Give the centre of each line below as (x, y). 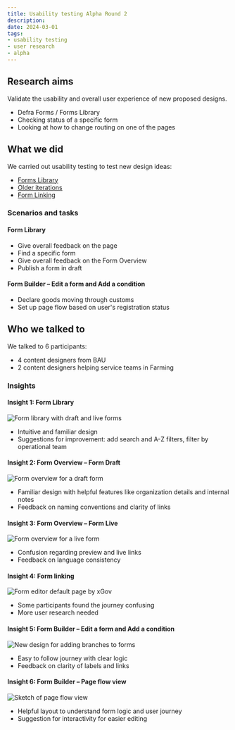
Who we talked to (46, 329)
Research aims (40, 82)
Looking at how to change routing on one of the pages (96, 127)
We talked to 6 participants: (47, 346)
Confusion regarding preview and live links (80, 553)
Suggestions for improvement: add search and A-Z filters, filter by (113, 439)
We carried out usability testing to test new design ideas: (90, 166)
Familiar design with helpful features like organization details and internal (123, 492)
